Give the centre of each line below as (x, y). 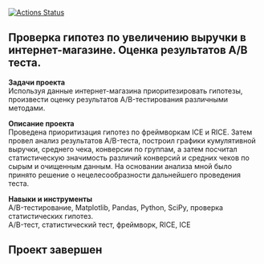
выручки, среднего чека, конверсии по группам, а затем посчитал (123, 149)
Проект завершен (55, 250)
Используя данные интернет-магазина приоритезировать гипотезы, (126, 91)
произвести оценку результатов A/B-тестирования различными (118, 99)
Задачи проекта (37, 82)
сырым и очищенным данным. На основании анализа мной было (120, 166)
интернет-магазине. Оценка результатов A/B (128, 50)
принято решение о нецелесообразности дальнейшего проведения (125, 175)
